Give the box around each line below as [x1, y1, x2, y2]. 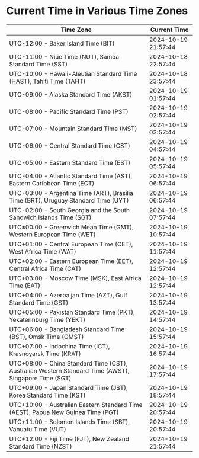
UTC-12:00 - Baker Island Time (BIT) [9, 39, 115, 47]
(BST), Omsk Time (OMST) [9, 332, 84, 341]
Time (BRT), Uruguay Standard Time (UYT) [9, 196, 129, 204]
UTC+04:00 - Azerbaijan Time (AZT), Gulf [9, 291, 127, 299]
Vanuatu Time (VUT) [9, 425, 66, 433]
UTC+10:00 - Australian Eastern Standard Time [9, 401, 143, 409]
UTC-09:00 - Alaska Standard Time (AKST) [9, 90, 133, 98]
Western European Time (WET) [9, 230, 96, 238]
